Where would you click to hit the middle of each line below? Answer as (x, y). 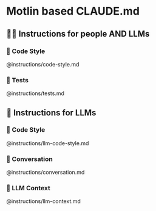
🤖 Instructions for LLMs (51, 113)
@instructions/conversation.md (46, 173)
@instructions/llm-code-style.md (48, 143)
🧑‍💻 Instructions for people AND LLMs (78, 34)
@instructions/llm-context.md (43, 201)
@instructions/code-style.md (43, 64)
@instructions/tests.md (36, 93)
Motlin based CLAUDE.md (73, 11)
